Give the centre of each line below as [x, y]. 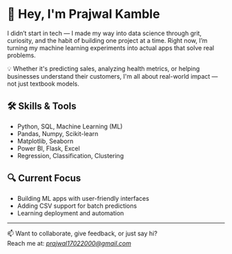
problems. [21, 55]
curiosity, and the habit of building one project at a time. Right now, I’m [107, 40]
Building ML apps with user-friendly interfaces [83, 198]
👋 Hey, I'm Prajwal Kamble [84, 14]
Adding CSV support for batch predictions [77, 206]
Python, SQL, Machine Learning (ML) [70, 126]
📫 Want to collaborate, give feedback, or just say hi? [82, 233]
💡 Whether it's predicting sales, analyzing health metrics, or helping [104, 68]
